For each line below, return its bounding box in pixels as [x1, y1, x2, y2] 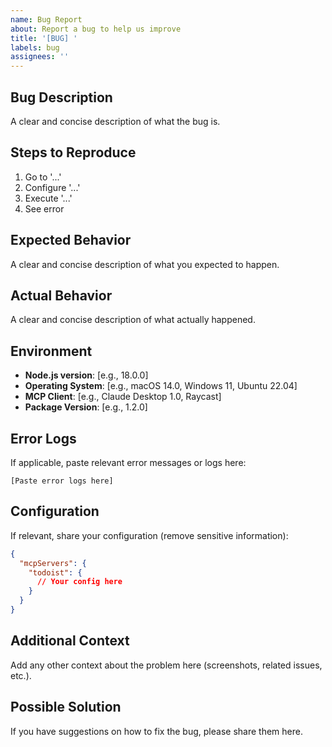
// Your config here [36, 577, 123, 587]
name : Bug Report [10, 14, 83, 25]
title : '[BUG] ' [10, 33, 78, 43]
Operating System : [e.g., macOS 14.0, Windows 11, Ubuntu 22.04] [24, 380, 298, 392]
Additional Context [10, 632, 130, 650]
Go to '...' [24, 171, 62, 183]
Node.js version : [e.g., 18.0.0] [24, 369, 149, 381]
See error [24, 202, 65, 215]
